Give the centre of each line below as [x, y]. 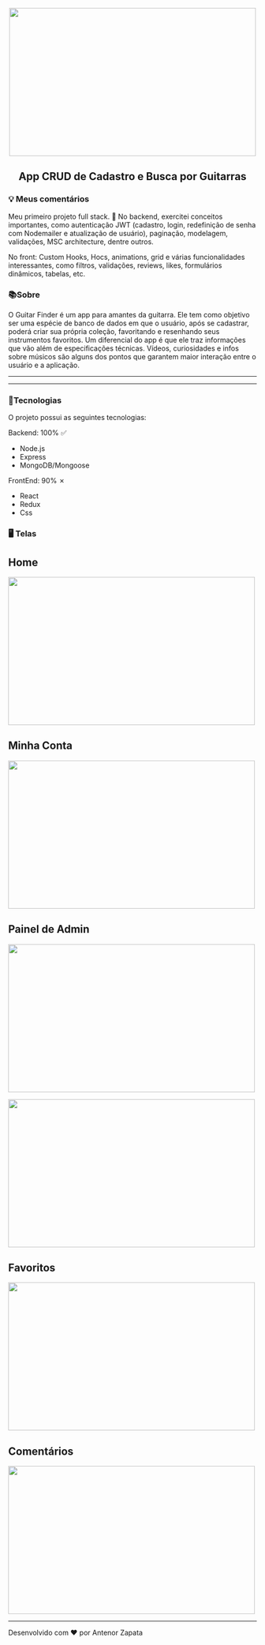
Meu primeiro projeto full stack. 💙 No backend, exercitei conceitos [116, 216]
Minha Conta [41, 746]
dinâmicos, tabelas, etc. [47, 273]
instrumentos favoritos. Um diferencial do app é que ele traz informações [127, 340]
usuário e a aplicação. [44, 365]
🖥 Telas [22, 534]
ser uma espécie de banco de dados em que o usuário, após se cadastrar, [129, 323]
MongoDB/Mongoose [54, 465]
